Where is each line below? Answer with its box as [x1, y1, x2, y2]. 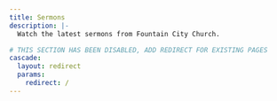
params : [17, 70, 46, 80]
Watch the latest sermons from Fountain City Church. [17, 29, 220, 38]
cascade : [9, 54, 42, 63]
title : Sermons [9, 12, 66, 22]
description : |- [9, 21, 69, 30]
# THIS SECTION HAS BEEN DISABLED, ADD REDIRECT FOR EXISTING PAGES [9, 45, 268, 54]
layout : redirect [17, 62, 82, 71]
